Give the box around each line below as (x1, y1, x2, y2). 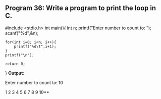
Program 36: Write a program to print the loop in (5, 4, 156, 12)
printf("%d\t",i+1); (14, 44, 56, 49)
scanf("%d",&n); (5, 30, 39, 36)
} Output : (5, 70, 25, 76)
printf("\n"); (5, 52, 35, 57)
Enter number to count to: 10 (5, 79, 63, 86)
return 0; (5, 61, 26, 66)
